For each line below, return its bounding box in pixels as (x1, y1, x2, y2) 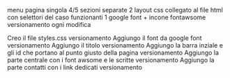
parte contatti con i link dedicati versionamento (7, 64, 143, 71)
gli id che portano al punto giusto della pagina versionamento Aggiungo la (7, 48, 220, 57)
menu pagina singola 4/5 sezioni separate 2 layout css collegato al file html (7, 6, 223, 14)
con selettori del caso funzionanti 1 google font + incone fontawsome (7, 13, 206, 21)
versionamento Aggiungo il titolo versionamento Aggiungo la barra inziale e (7, 41, 223, 49)
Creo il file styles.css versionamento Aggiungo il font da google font (7, 34, 202, 42)
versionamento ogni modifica (7, 21, 91, 28)
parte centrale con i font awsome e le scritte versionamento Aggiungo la (7, 56, 215, 64)
